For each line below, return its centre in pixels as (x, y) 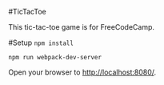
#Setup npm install (41, 42)
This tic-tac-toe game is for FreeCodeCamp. (81, 27)
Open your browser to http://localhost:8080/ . (82, 72)
